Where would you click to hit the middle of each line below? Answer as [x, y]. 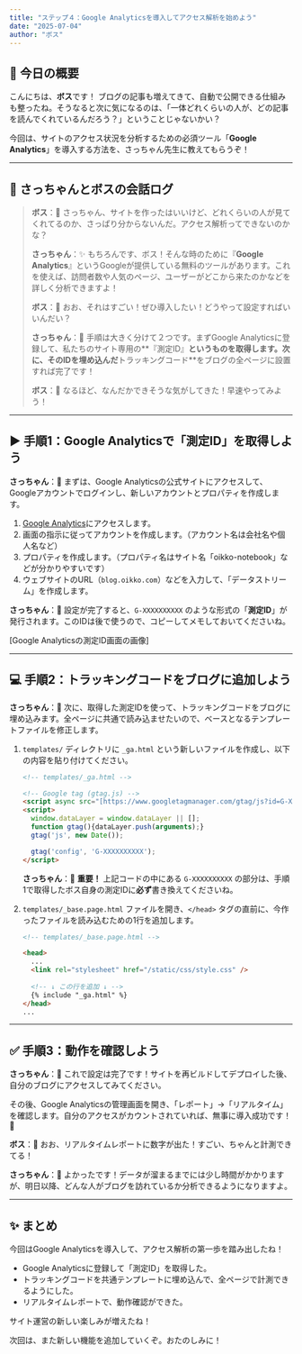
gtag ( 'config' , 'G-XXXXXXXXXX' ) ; [93, 851]
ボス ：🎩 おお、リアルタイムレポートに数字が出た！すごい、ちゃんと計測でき [151, 1144]
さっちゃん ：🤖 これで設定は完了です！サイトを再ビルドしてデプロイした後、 [151, 1074]
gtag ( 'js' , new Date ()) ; [77, 835]
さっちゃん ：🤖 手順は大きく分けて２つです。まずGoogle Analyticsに [157, 337]
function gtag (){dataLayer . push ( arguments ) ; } [118, 827]
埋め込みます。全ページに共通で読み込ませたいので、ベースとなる [130, 718]
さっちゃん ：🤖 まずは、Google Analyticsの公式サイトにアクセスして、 [138, 481]
